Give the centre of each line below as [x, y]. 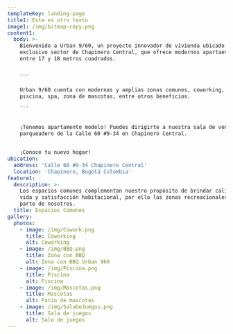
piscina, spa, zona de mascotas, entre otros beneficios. [105, 96]
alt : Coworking [48, 243]
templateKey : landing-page [46, 14]
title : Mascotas [49, 294]
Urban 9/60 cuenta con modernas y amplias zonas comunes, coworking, [122, 90]
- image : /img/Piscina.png [59, 268]
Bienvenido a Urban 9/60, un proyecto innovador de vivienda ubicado [122, 46]
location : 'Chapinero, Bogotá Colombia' [72, 172]
